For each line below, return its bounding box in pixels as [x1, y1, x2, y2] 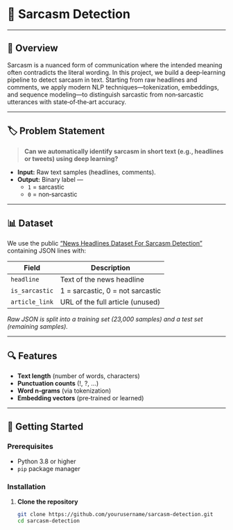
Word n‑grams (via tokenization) [17, 386, 112, 395]
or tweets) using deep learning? [24, 154, 119, 162]
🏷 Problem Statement [7, 125, 105, 137]
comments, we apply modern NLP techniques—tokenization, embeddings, [7, 83, 220, 91]
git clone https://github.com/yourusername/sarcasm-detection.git [17, 511, 214, 518]
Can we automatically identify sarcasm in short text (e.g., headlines [24, 147, 224, 155]
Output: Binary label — [17, 175, 84, 183]
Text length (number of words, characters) [17, 372, 140, 380]
